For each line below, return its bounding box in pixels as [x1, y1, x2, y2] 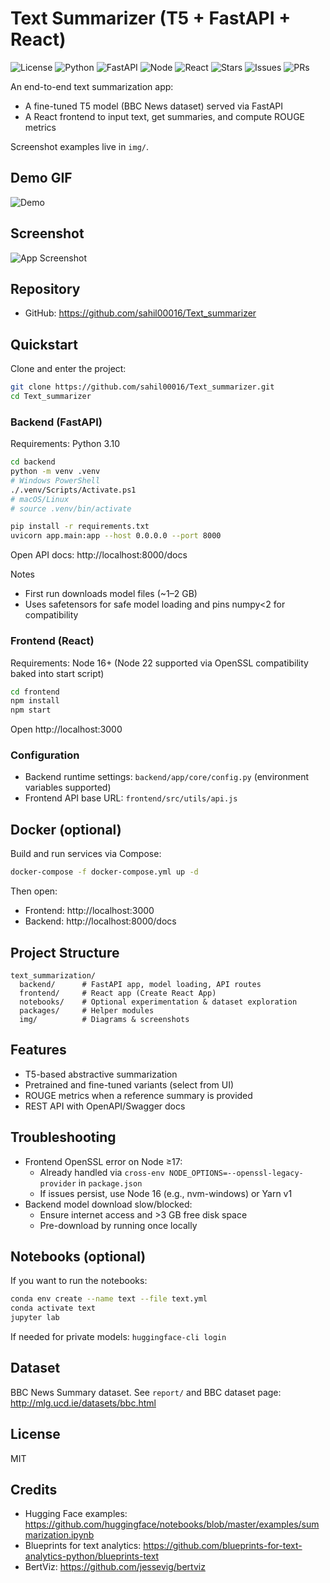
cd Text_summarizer [10, 392, 92, 402]
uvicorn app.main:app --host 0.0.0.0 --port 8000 [10, 531, 222, 541]
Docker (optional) [10, 821, 122, 838]
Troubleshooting [10, 1129, 117, 1146]
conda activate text [10, 1303, 97, 1314]
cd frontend [10, 687, 60, 697]
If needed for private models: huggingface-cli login [10, 1331, 227, 1343]
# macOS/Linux [10, 494, 70, 504]
